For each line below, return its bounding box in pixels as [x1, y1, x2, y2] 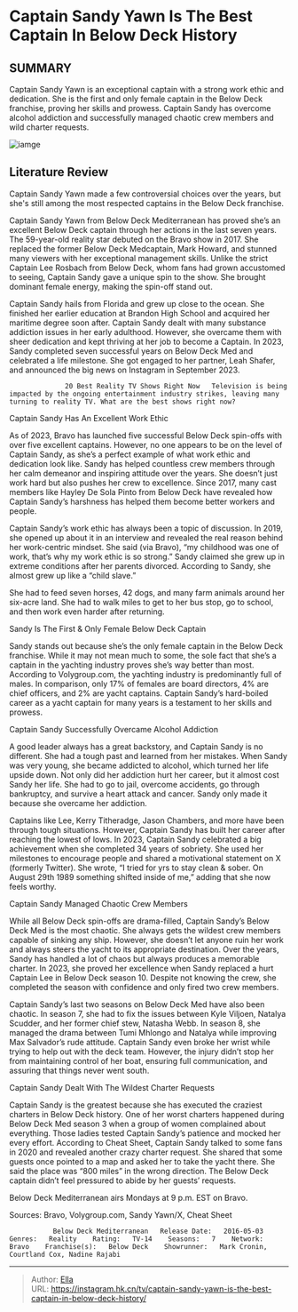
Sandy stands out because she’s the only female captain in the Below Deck [9, 640, 284, 651]
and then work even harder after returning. [9, 606, 166, 617]
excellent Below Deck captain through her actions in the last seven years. [9, 224, 278, 235]
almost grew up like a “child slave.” [9, 570, 137, 580]
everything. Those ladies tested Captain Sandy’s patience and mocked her [9, 1127, 281, 1139]
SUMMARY [9, 60, 73, 76]
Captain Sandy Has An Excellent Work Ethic [9, 412, 169, 423]
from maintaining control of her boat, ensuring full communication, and [9, 1055, 268, 1066]
